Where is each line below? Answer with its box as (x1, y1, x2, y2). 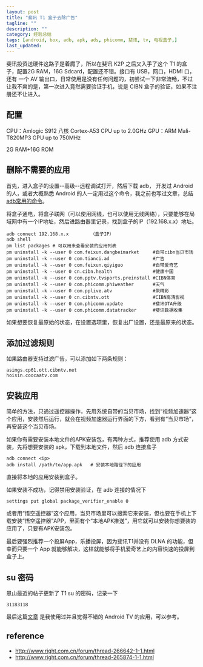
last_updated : (6, 43, 42, 49)
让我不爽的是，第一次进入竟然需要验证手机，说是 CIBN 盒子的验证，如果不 (6, 82, 192, 90)
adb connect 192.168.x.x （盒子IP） (6, 231, 114, 237)
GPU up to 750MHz (32, 134, 81, 141)
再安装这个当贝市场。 (6, 423, 59, 431)
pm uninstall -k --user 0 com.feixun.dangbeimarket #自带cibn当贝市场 (6, 249, 194, 255)
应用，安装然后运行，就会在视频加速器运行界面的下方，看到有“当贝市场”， (11, 415, 197, 423)
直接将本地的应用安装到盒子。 (6, 474, 81, 481)
